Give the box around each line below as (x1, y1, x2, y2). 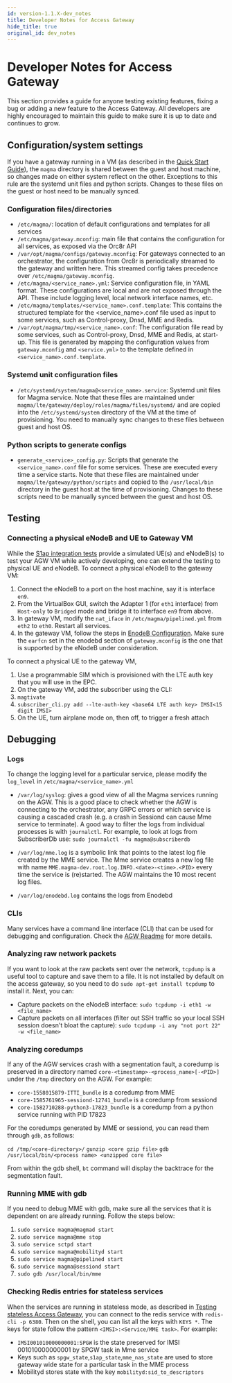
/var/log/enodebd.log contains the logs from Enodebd (17, 891, 173, 900)
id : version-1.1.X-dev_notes (7, 10, 91, 17)
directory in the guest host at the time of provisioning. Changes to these (17, 485, 223, 493)
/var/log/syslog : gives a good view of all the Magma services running (17, 791, 218, 799)
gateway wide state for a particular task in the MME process (17, 1360, 189, 1368)
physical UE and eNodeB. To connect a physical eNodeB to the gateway (7, 564, 213, 572)
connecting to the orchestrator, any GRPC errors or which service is (17, 806, 211, 814)
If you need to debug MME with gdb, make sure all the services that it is (7, 1204, 212, 1213)
